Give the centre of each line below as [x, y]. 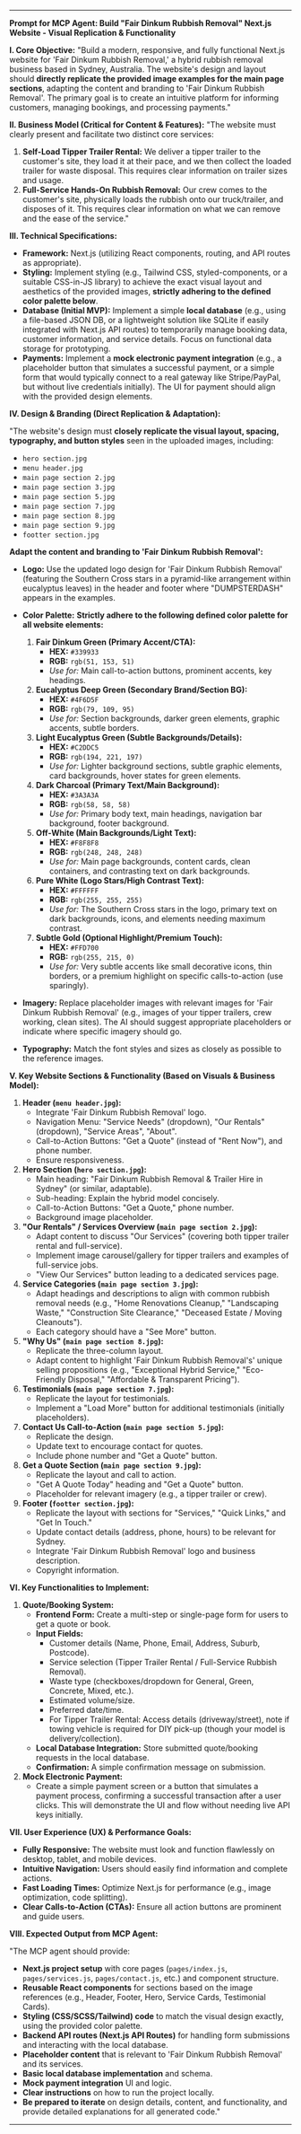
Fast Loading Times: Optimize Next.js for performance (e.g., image [146, 1888]
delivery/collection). [86, 1739]
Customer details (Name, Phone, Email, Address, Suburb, [155, 1643]
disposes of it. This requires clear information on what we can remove [151, 209]
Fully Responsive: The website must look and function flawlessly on [148, 1849]
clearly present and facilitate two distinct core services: [112, 134]
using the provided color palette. [82, 2026]
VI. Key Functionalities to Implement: [79, 1587]
